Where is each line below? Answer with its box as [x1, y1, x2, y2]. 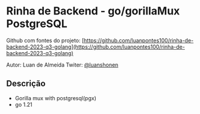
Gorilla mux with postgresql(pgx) [14, 94, 96, 101]
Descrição [6, 79, 46, 89]
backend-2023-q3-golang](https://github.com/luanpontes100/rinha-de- [6, 43, 186, 50]
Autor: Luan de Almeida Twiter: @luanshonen [6, 61, 119, 68]
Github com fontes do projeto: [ [6, 37, 84, 44]
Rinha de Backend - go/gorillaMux [6, 4, 180, 18]
